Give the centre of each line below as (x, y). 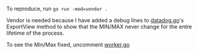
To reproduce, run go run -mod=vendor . (57, 9)
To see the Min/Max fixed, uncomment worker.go (68, 45)
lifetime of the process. (35, 33)
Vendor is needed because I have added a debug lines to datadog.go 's (95, 20)
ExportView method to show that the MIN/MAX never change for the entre (99, 27)
